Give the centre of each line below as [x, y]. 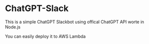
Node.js [13, 27]
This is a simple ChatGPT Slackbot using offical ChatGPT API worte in [75, 22]
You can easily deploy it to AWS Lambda [45, 36]
